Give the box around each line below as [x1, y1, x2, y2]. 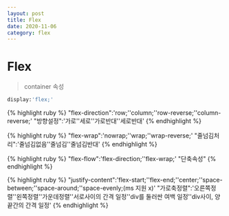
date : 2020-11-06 [7, 23, 57, 30]
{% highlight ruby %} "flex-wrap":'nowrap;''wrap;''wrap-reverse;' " [7, 131, 198, 140]
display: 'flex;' [7, 96, 54, 103]
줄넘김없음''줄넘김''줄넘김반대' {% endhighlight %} [19, 140, 158, 149]
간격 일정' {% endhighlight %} [25, 201, 109, 210]
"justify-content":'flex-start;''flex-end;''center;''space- [67, 176, 223, 184]
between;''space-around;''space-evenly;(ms [7, 184, 134, 193]
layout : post [7, 10, 45, 17]
